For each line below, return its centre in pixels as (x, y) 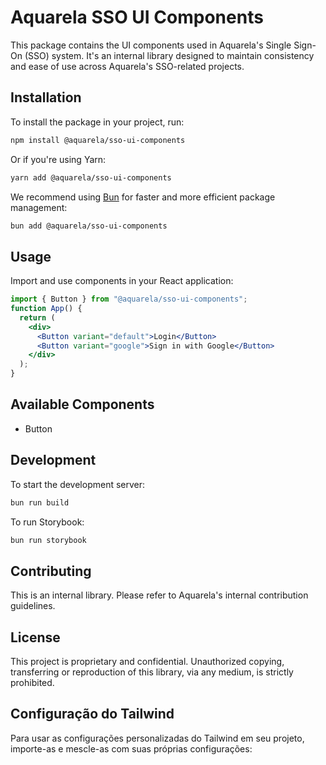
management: (39, 207)
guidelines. (33, 606)
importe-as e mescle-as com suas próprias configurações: (131, 748)
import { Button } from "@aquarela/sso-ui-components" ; (129, 299)
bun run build (40, 502)
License (35, 637)
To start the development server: (78, 484)
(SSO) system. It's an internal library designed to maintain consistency (169, 55)
